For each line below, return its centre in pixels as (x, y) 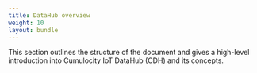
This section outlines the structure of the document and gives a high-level (129, 53)
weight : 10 (26, 23)
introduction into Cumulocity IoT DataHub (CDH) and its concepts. (116, 60)
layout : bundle (33, 30)
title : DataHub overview (49, 15)
